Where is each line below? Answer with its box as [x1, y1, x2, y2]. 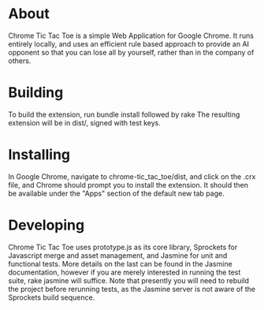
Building [8, 84, 64, 102]
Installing [8, 146, 71, 164]
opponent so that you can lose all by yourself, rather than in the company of [8, 47, 255, 57]
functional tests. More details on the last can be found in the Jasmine [8, 259, 232, 268]
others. [8, 56, 32, 65]
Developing [8, 216, 85, 233]
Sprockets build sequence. [8, 293, 95, 302]
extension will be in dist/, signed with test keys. [8, 118, 162, 127]
